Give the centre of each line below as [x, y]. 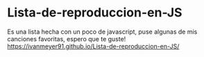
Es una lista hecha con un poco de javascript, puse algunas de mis [102, 32]
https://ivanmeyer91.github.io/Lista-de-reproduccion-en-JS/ [93, 46]
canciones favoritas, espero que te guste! [67, 38]
